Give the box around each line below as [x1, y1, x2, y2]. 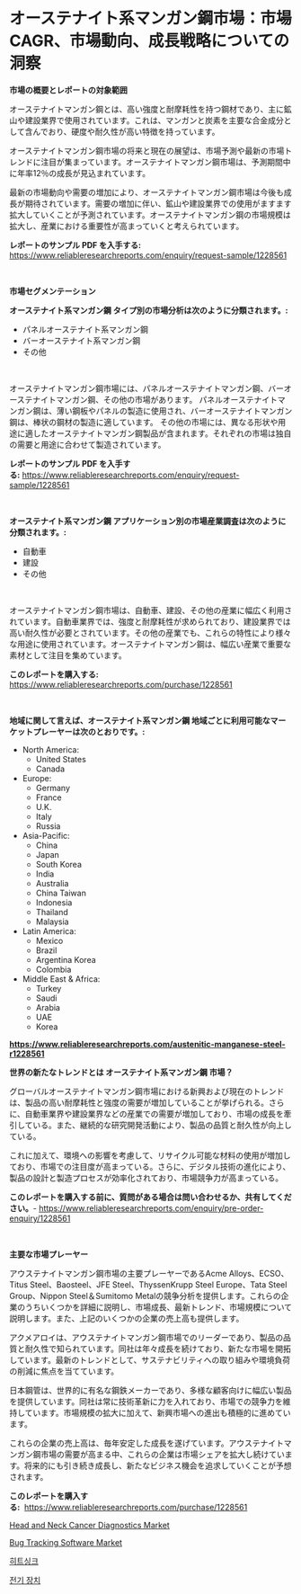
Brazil [35, 945, 58, 956]
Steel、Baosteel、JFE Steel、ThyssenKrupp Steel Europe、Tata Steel [30, 1278, 288, 1290]
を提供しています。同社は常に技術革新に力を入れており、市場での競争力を [9, 1395, 283, 1407]
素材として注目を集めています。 [9, 649, 128, 661]
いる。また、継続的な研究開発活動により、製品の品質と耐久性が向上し [32, 1119, 292, 1130]
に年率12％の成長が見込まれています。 [9, 167, 151, 178]
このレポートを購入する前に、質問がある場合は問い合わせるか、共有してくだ [9, 1191, 292, 1202]
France [35, 792, 63, 803]
